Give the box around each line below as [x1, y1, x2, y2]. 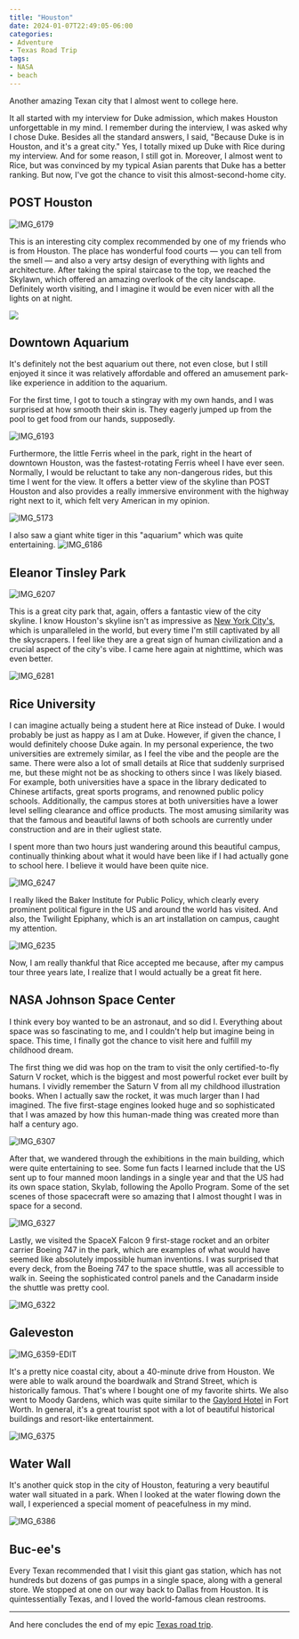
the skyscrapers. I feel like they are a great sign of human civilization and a [9, 634, 283, 645]
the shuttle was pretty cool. [9, 1282, 109, 1293]
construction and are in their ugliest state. [9, 824, 162, 835]
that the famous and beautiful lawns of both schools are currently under [9, 815, 273, 825]
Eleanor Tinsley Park [9, 565, 126, 580]
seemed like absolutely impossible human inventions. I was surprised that [9, 1254, 279, 1264]
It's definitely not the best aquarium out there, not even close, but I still [9, 359, 269, 369]
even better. [9, 653, 53, 664]
